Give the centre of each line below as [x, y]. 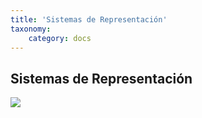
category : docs [60, 38]
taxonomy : [31, 29]
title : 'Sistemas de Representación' [89, 19]
